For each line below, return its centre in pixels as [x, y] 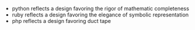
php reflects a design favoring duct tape [61, 21]
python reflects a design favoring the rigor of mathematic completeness [100, 9]
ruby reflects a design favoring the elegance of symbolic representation [100, 15]
